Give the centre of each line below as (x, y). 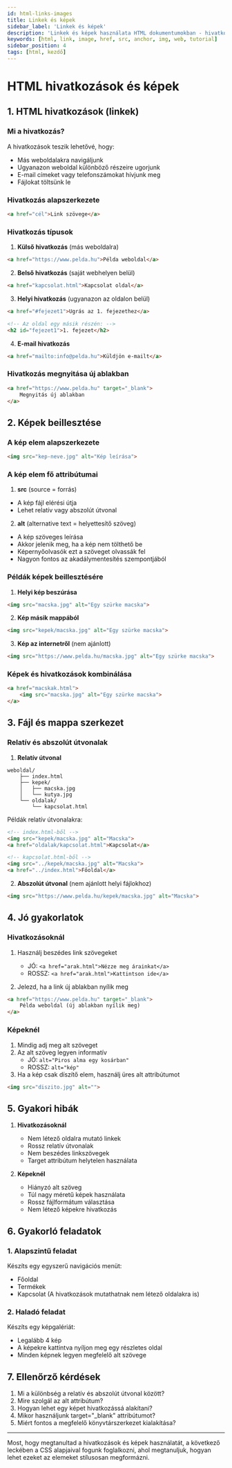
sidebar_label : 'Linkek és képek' (57, 26)
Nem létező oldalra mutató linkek (74, 1139)
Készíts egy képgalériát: (41, 1327)
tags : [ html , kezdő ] (37, 53)
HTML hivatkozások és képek (93, 86)
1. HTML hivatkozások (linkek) (73, 112)
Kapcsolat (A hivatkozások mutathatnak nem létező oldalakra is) (108, 1294)
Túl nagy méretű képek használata (76, 1195)
